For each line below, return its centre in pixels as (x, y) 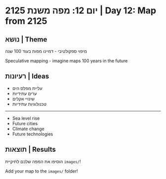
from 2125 (26, 21)
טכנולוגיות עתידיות (29, 104)
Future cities (25, 123)
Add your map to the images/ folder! (41, 171)
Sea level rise (26, 118)
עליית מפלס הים (27, 88)
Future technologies (33, 134)
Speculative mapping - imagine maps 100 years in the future (66, 61)
